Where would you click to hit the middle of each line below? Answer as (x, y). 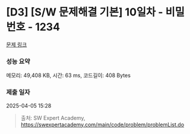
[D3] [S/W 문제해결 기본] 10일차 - (85, 12)
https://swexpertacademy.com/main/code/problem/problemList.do (102, 125)
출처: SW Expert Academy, (53, 118)
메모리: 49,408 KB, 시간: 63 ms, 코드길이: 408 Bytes (68, 75)
